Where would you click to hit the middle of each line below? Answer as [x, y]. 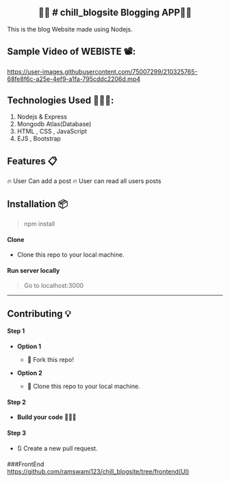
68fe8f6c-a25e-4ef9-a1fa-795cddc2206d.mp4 [74, 79]
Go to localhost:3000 [54, 286]
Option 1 [29, 346]
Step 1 [16, 331]
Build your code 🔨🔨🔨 [47, 417]
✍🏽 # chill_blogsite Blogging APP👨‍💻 [115, 13]
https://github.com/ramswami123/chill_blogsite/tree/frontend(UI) [98, 472]
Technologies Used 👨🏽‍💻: [61, 100]
